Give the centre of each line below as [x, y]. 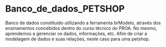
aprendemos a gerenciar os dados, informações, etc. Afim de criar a [76, 33]
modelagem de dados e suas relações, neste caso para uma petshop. [78, 39]
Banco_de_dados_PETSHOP [65, 9]
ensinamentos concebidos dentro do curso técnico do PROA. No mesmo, [81, 28]
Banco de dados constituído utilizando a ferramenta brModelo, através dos [83, 23]
